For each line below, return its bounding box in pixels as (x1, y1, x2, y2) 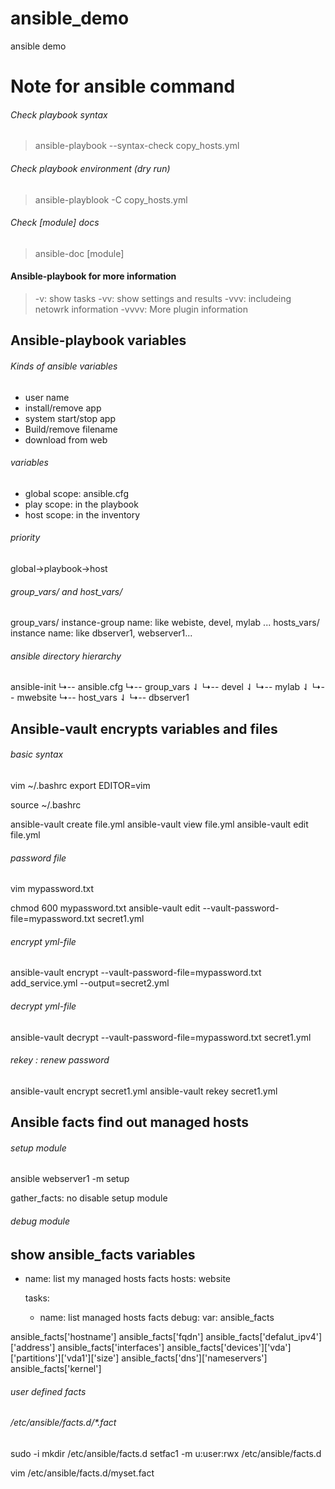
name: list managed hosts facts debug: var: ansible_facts (39, 1311, 275, 1323)
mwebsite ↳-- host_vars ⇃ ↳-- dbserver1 (16, 692, 190, 704)
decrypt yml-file (10, 1000, 77, 1012)
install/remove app (24, 402, 102, 414)
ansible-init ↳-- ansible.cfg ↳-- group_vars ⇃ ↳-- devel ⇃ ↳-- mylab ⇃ (10, 681, 310, 693)
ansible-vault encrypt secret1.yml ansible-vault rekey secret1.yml (10, 1085, 278, 1097)
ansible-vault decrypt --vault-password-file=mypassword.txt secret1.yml (10, 1031, 312, 1043)
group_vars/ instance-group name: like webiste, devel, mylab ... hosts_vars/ (10, 617, 320, 629)
